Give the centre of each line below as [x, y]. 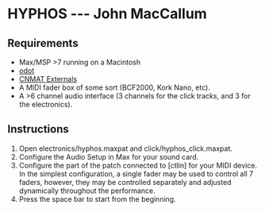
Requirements [43, 43]
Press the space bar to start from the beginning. [97, 199]
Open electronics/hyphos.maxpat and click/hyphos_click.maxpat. [126, 148]
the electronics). [46, 104]
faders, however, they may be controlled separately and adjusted [125, 182]
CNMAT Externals [48, 79]
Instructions [38, 129]
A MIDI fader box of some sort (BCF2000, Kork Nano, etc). [115, 87]
